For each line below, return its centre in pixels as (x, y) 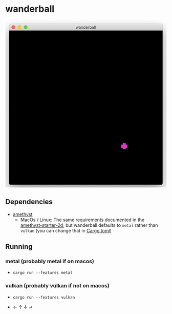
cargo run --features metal (42, 273)
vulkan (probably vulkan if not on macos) (58, 286)
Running (19, 247)
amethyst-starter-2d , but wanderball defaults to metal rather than (89, 225)
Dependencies (29, 202)
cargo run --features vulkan (44, 297)
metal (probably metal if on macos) (50, 261)
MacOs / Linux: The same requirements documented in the (82, 220)
